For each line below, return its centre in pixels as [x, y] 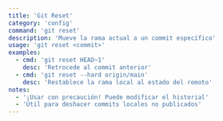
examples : [25, 53]
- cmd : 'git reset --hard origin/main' [82, 75]
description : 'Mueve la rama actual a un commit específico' [112, 38]
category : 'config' [41, 23]
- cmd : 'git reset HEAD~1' [60, 60]
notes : [19, 90]
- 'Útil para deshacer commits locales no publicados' [109, 104]
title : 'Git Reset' [41, 16]
